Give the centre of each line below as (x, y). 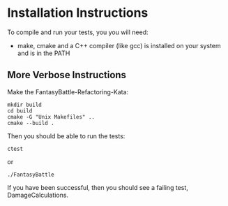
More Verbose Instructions (67, 75)
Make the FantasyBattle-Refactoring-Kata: (68, 91)
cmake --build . (31, 123)
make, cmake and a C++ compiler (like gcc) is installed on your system (119, 45)
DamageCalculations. (38, 195)
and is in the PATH (44, 53)
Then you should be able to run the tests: (66, 136)
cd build (20, 111)
